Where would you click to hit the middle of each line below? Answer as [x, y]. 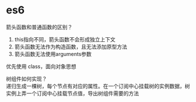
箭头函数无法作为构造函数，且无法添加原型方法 [71, 47]
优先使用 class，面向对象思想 [41, 66]
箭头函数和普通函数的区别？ [39, 27]
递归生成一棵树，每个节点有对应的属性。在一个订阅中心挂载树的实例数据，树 [98, 86]
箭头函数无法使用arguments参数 [53, 54]
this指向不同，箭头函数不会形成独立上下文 [65, 39]
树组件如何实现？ [27, 79]
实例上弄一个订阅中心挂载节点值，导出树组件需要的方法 [72, 93]
